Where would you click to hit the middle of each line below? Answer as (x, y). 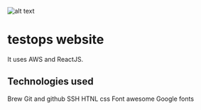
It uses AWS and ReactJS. (45, 59)
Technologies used (50, 82)
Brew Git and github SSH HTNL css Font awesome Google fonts (101, 99)
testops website (56, 40)
